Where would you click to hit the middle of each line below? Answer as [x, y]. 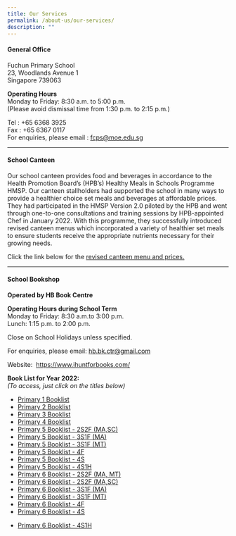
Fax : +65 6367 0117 [36, 130]
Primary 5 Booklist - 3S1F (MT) [62, 444]
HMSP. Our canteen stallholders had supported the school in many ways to [116, 190]
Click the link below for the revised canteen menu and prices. [96, 256]
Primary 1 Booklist [43, 399]
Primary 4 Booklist [44, 422]
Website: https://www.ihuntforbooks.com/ [69, 364]
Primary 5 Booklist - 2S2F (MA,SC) [67, 429]
